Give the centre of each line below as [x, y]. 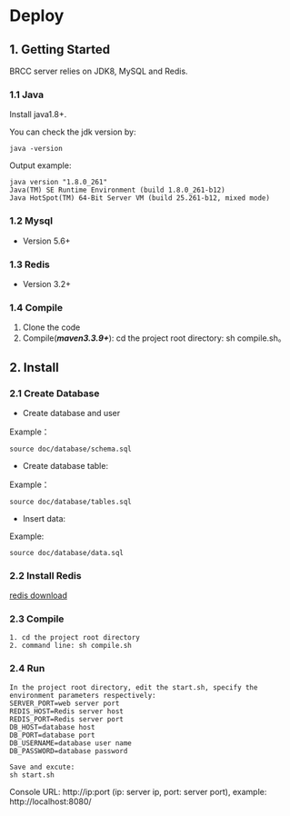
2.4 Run [27, 669]
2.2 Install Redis [45, 575]
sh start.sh [32, 775]
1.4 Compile [36, 307]
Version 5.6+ [46, 241]
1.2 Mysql [31, 221]
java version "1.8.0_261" [58, 183]
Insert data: [44, 518]
